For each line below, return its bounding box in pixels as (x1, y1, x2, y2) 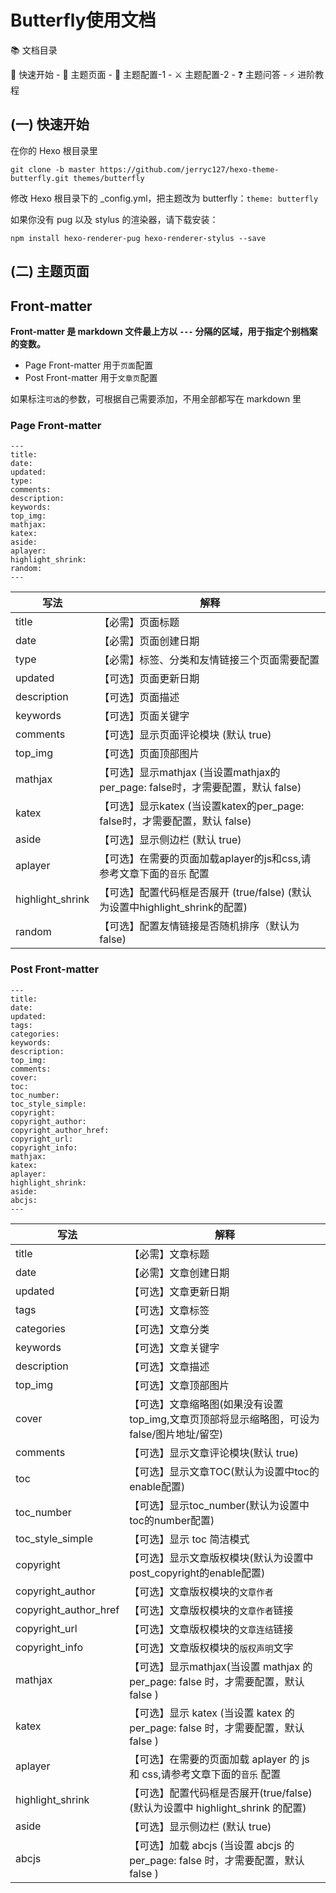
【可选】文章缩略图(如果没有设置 (129, 1397, 284, 1411)
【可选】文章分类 (129, 1322, 210, 1336)
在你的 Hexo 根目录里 (10, 144, 98, 156)
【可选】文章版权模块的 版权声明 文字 (129, 1641, 294, 1655)
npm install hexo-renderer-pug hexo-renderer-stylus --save (10, 233, 267, 243)
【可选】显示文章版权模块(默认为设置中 (129, 1551, 314, 1565)
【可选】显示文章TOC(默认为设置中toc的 (129, 1464, 320, 1478)
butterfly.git (10, 173, 70, 183)
